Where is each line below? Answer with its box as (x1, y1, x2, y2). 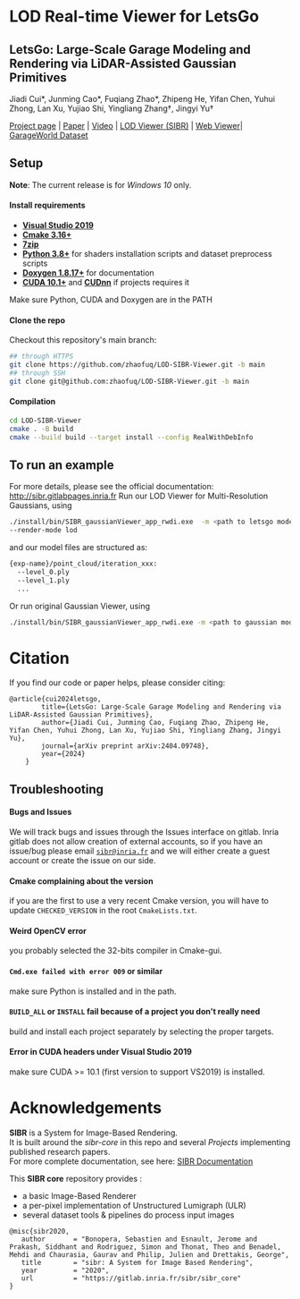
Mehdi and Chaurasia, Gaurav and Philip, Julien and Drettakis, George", (9, 1250, 290, 1259)
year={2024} (41, 750, 87, 759)
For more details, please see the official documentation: (9, 481, 214, 492)
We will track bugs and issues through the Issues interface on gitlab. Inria (9, 827, 279, 837)
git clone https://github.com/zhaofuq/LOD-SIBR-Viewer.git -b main (9, 361, 266, 369)
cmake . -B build (9, 424, 74, 433)
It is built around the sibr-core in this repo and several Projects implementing (9, 1136, 291, 1147)
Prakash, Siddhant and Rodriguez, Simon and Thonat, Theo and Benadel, (9, 1242, 281, 1252)
